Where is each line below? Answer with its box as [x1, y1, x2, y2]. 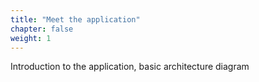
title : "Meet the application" [10, 14, 141, 25]
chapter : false [10, 24, 74, 34]
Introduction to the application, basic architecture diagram [10, 61, 250, 73]
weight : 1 [10, 33, 52, 43]
